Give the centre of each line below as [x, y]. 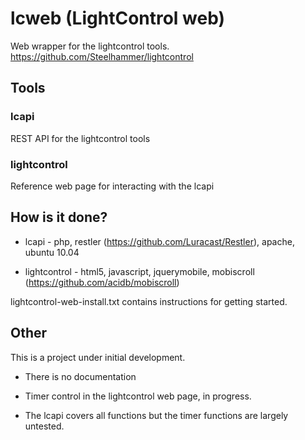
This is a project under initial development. [98, 357]
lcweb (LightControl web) [118, 18]
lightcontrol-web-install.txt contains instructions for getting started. [149, 301]
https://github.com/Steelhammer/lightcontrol [102, 56]
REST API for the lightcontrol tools [80, 138]
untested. [44, 426]
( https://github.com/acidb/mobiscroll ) [102, 282]
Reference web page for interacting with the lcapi [112, 186]
